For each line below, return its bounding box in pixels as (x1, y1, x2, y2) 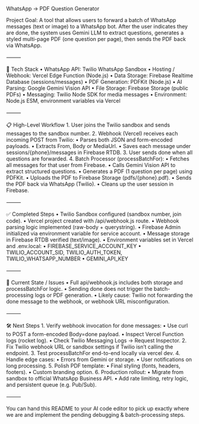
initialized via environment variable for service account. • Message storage (6, 230, 190, 237)
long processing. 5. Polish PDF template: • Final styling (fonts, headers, (6, 362, 181, 369)
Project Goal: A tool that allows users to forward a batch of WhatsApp (6, 17, 176, 23)
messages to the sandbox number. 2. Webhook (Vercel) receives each (6, 130, 178, 137)
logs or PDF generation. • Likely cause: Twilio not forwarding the (34, 291, 193, 299)
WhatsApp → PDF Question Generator (6, 5, 100, 12)
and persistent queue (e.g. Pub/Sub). (6, 381, 97, 388)
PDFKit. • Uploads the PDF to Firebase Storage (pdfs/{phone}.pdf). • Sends (6, 174, 192, 181)
